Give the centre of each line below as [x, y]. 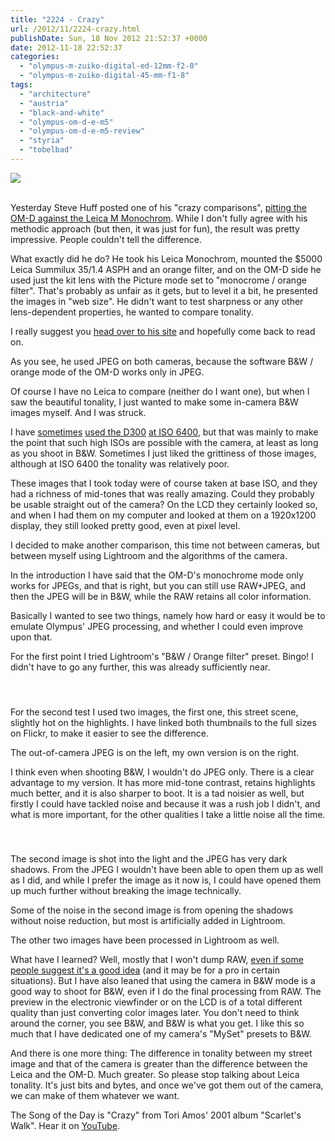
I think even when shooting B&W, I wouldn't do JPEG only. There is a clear [162, 772]
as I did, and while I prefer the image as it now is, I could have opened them [166, 880]
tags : [21, 85]
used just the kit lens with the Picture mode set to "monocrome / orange [158, 280]
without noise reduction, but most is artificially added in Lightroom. [148, 921]
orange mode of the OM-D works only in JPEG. [107, 372]
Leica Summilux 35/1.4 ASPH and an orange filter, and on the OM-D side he [166, 269]
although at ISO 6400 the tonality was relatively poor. [120, 463]
